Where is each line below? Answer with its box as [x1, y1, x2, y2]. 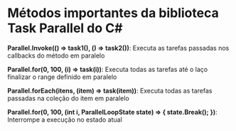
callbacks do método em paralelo [7, 51, 105, 60]
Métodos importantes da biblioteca [7, 5, 219, 21]
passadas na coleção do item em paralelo [7, 94, 129, 103]
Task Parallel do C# [7, 20, 123, 36]
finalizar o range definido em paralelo [7, 73, 117, 81]
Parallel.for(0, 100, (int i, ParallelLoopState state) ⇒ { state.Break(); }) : [7, 108, 218, 116]
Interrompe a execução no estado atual [7, 115, 122, 124]
